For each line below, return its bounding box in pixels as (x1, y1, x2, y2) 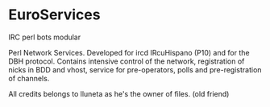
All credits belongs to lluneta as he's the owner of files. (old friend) (8, 88, 230, 98)
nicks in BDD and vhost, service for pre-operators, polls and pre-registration (8, 64, 262, 74)
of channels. (8, 73, 50, 83)
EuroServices (8, 6, 101, 24)
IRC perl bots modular (8, 32, 81, 42)
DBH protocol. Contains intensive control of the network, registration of (8, 56, 245, 66)
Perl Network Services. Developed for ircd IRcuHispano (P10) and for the (8, 47, 250, 57)
